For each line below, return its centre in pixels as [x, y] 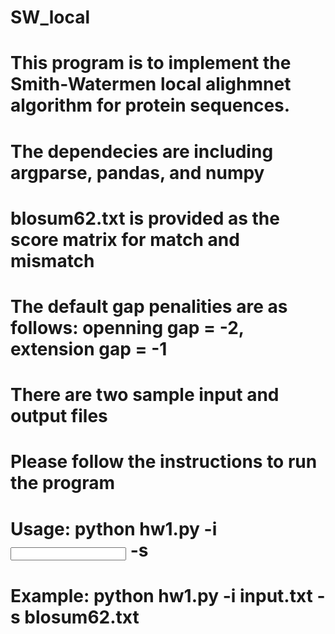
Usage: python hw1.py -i [114, 528]
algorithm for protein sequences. [150, 105]
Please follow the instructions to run [164, 462]
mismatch [52, 260]
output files [59, 416]
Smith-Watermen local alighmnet [151, 84]
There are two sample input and [145, 395]
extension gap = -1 [89, 348]
